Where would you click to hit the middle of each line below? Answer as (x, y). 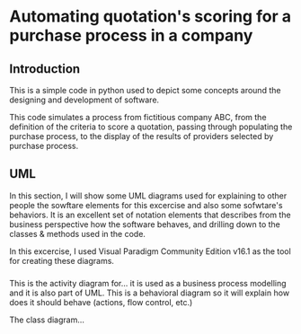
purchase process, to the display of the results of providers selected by (142, 136)
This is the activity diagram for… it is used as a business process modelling (148, 283)
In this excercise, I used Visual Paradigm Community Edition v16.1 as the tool (150, 251)
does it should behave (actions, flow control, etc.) (101, 302)
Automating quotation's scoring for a (150, 17)
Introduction (45, 69)
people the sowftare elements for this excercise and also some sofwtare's (146, 205)
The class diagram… (47, 320)
